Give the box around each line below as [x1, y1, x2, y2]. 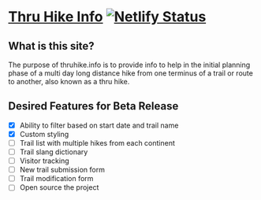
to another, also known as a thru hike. [8, 77, 130, 86]
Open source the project [19, 183, 99, 192]
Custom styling [19, 129, 69, 139]
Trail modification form [19, 174, 94, 183]
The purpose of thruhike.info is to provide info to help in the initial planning [8, 60, 251, 69]
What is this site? [8, 39, 95, 53]
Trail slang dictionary [19, 147, 88, 157]
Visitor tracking [19, 156, 69, 165]
